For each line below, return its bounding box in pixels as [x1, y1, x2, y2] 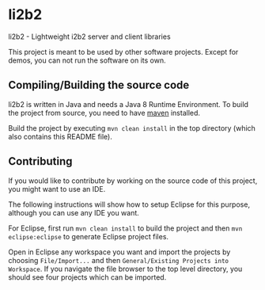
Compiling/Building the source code [8, 78, 190, 92]
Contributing [8, 155, 73, 168]
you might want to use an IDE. [8, 184, 106, 193]
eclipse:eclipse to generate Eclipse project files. [8, 231, 168, 241]
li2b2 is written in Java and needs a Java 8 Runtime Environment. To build [8, 99, 249, 109]
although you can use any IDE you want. [8, 208, 140, 217]
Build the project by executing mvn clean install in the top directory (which [8, 123, 256, 132]
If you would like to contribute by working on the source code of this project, [8, 176, 258, 185]
